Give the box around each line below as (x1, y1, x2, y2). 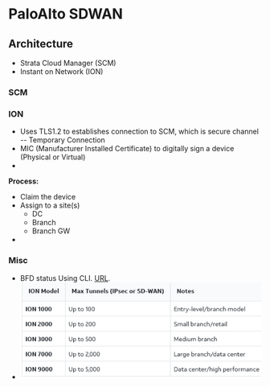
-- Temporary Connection (19, 135, 106, 145)
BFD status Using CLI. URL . (19, 273, 111, 282)
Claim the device (19, 192, 76, 202)
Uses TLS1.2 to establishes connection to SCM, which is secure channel (19, 126, 260, 137)
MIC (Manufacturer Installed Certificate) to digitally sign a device (19, 144, 235, 154)
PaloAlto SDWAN (8, 5, 123, 23)
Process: (8, 176, 39, 186)
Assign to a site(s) (19, 200, 80, 210)
